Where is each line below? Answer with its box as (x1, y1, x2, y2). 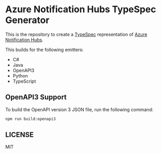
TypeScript (12, 78, 36, 84)
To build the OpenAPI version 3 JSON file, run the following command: (5, 106, 153, 113)
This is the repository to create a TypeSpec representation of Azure (5, 31, 147, 37)
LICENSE (5, 131, 34, 139)
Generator (5, 14, 50, 26)
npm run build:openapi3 (5, 116, 56, 121)
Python (12, 72, 28, 79)
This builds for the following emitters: (5, 46, 84, 53)
